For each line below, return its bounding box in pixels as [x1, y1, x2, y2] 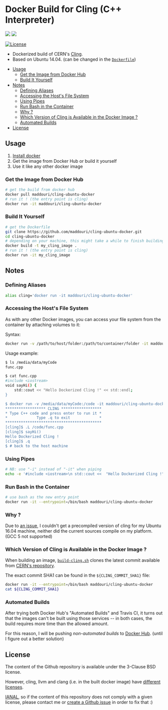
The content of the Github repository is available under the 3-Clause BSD [5, 664, 156, 670]
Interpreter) [5, 14, 55, 26]
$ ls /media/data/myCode [5, 360, 57, 365]
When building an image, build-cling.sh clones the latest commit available [5, 557, 160, 563]
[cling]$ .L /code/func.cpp [5, 425, 64, 430]
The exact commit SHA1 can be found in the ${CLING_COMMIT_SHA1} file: [5, 572, 150, 578]
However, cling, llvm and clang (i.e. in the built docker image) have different [5, 679, 161, 685]
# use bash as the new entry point [5, 494, 79, 499]
